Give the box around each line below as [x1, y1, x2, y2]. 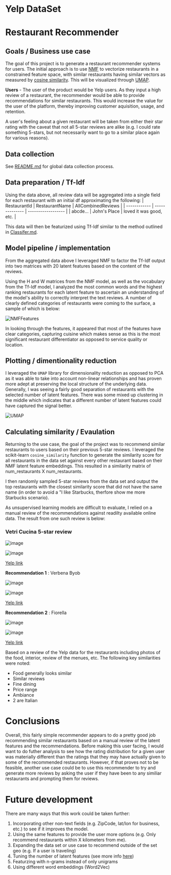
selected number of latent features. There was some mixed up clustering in [5, 392, 163, 398]
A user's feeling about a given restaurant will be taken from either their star [5, 118, 163, 125]
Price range [12, 686, 37, 693]
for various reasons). [5, 135, 50, 141]
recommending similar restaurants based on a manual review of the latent [5, 738, 160, 744]
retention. [5, 109, 26, 115]
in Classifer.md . [5, 229, 38, 235]
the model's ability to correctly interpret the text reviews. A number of [5, 294, 152, 300]
